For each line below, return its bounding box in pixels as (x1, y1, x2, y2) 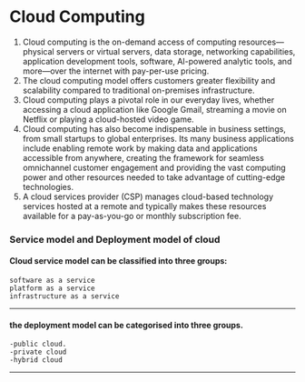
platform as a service (9, 284, 95, 293)
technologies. (22, 181, 74, 192)
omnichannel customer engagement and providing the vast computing (22, 162, 286, 173)
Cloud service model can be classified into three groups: (9, 256, 228, 266)
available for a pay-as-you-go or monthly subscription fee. (22, 210, 242, 221)
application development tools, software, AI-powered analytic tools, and (22, 55, 292, 66)
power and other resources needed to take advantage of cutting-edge (22, 171, 286, 183)
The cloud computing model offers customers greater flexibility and (22, 75, 276, 85)
